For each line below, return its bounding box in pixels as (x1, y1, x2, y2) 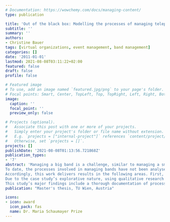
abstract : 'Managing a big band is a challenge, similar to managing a (5, 162, 159, 167)
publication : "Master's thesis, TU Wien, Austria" (5, 186, 114, 191)
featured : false (5, 64, 39, 69)
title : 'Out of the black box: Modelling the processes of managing (5, 21, 153, 26)
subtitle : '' (5, 26, 33, 31)
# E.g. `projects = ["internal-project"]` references (5, 134, 125, 139)
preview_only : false (10, 110, 53, 116)
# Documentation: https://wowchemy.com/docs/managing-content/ (5, 7, 142, 13)
